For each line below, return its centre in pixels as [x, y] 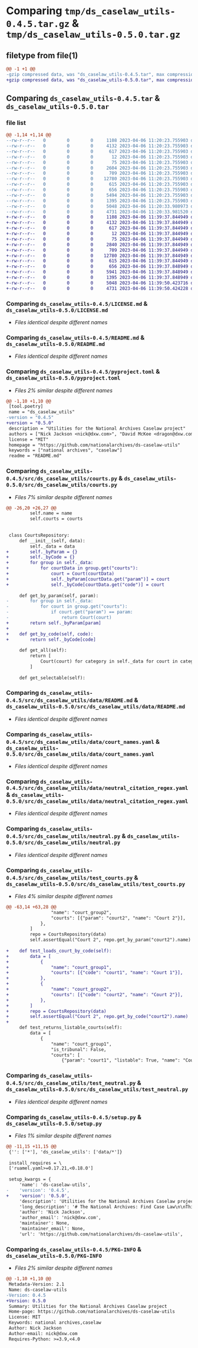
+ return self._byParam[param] [54, 623]
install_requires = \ [35, 1163]
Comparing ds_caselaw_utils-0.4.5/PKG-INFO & [74, 1249]
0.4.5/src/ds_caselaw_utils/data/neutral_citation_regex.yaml [97, 788]
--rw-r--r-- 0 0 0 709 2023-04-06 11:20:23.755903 [97, 173]
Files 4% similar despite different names [64, 896]
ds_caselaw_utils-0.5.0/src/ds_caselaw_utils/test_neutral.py [97, 1090]
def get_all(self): [43, 650]
